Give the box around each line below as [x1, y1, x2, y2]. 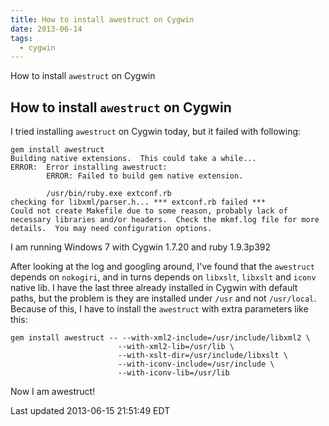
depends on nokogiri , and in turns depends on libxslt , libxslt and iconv [10, 271, 317, 283]
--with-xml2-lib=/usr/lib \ [117, 342, 235, 352]
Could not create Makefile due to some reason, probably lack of [10, 206, 288, 216]
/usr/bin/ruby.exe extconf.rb [46, 189, 172, 199]
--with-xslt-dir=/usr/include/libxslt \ [117, 351, 288, 361]
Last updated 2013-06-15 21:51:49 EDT [10, 405, 171, 417]
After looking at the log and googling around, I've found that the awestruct [10, 261, 315, 273]
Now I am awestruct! [10, 386, 96, 398]
